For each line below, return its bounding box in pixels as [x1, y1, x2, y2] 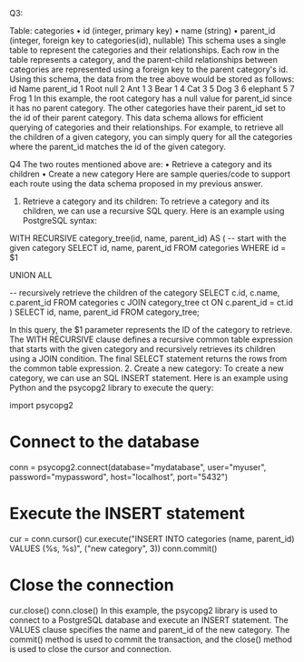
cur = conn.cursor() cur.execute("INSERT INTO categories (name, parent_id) [9, 533, 295, 544]
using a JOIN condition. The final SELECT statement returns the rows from [9, 354, 288, 364]
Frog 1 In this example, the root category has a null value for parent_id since [9, 93, 292, 104]
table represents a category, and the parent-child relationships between [9, 55, 279, 65]
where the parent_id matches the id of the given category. [9, 141, 227, 152]
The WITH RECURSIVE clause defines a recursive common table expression [9, 334, 293, 345]
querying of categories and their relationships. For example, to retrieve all [9, 122, 284, 133]
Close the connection [9, 575, 174, 596]
